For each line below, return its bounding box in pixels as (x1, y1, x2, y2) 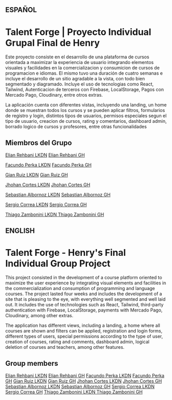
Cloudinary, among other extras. (5, 313, 73, 319)
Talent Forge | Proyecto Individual (5, 26, 152, 38)
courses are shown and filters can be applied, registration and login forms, (5, 328, 163, 334)
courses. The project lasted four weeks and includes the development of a (5, 291, 162, 297)
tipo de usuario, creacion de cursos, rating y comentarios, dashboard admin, (5, 118, 167, 124)
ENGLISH (5, 226, 35, 235)
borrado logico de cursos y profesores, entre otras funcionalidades (5, 124, 147, 130)
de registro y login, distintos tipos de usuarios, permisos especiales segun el (5, 113, 167, 119)
